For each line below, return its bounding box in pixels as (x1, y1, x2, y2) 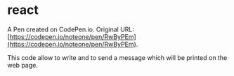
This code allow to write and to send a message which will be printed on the (7, 53, 228, 61)
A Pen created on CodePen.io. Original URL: (7, 25, 135, 33)
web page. (7, 61, 39, 69)
